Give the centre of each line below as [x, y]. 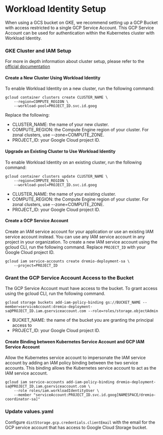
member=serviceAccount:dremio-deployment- [49, 307]
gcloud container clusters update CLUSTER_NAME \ [57, 176]
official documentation [28, 66]
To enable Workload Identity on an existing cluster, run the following [73, 162]
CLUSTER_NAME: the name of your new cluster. [60, 124]
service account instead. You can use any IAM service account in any [75, 237]
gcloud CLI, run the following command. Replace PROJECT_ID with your [75, 247]
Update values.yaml [29, 412]
